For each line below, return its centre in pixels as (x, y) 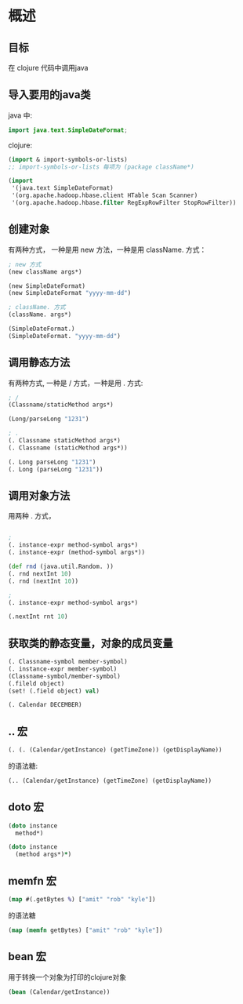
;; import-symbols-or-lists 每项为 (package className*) (101, 167)
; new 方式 (25, 264)
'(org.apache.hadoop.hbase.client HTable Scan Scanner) (105, 196)
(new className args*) (45, 271)
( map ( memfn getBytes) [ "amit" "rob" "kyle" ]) (85, 930)
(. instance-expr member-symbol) (63, 669)
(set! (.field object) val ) (54, 691)
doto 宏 (26, 808)
